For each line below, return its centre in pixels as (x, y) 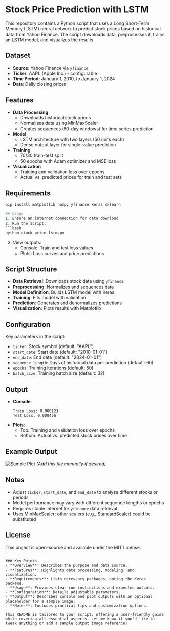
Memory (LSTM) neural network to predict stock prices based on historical (83, 28)
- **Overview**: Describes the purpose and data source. (67, 565)
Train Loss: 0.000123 (35, 411)
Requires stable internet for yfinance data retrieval (65, 508)
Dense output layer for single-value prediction (68, 145)
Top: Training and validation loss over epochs (68, 430)
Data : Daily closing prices (39, 84)
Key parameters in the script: (35, 337)
